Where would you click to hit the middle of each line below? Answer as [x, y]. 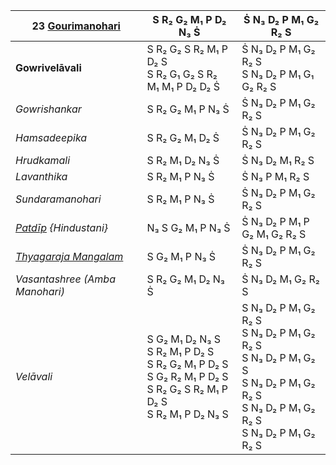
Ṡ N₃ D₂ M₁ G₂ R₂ [280, 279]
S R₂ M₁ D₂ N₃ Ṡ [183, 160]
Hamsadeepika [51, 137]
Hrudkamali [43, 160]
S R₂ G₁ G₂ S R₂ [182, 74]
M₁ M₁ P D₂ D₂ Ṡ [183, 86]
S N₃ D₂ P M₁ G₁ [278, 74]
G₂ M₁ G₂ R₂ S [274, 234]
